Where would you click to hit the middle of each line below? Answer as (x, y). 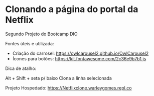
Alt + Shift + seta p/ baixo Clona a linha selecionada (58, 78)
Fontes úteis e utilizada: (30, 43)
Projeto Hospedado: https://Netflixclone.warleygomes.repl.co (68, 88)
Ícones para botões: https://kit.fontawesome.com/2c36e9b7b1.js (79, 58)
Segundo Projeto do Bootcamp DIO (41, 34)
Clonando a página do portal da (72, 9)
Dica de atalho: (21, 68)
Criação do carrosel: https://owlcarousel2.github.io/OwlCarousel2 (81, 53)
